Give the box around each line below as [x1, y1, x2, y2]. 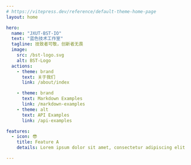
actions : [11, 63, 33, 69]
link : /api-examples [21, 117, 72, 124]
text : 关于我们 [21, 74, 56, 80]
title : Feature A [16, 139, 59, 145]
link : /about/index [21, 80, 69, 85]
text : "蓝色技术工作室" [11, 36, 63, 42]
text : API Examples [21, 112, 69, 118]
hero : [6, 25, 19, 31]
